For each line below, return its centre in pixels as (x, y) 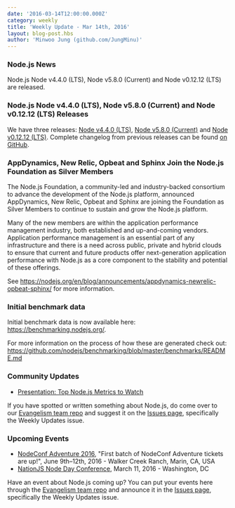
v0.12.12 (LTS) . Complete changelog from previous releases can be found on (117, 137)
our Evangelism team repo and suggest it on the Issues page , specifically (113, 412)
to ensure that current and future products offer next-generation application (117, 253)
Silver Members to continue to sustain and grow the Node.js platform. (108, 209)
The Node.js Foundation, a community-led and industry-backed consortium (116, 187)
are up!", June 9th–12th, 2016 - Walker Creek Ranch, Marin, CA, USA (116, 461)
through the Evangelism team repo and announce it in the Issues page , (109, 490)
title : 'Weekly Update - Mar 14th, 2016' (69, 27)
